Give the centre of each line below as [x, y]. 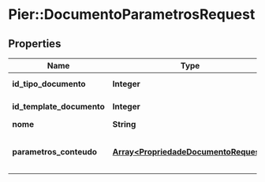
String [124, 124]
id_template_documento [58, 106]
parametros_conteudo [54, 152]
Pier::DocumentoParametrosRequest [132, 15]
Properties [35, 44]
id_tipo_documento [49, 84]
